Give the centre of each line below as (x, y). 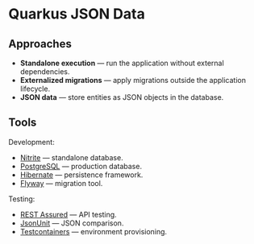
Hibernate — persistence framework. (81, 175)
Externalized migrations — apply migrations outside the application (133, 80)
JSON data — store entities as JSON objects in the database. (122, 97)
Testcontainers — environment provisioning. (94, 231)
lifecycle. (35, 89)
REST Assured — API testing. (68, 214)
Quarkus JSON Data (77, 14)
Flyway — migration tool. (61, 183)
